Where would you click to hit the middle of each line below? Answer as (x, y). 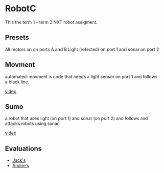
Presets (17, 37)
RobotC (21, 9)
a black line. (17, 82)
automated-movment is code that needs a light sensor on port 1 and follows (81, 76)
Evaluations (23, 148)
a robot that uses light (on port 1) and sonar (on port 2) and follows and (77, 119)
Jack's (19, 160)
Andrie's (21, 166)
